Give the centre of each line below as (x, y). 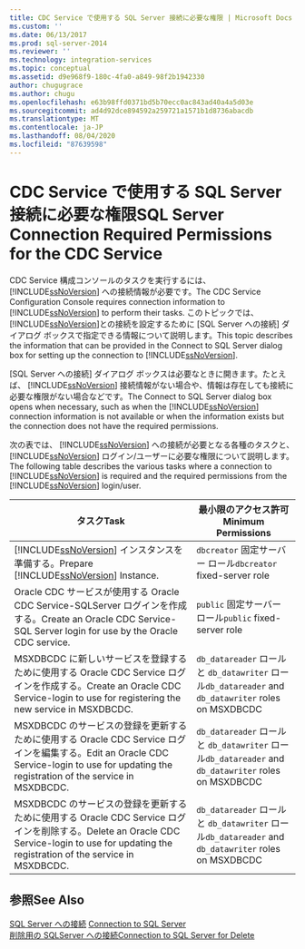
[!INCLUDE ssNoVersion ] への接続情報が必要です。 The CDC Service (135, 291)
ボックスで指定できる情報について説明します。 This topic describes (168, 335)
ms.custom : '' (36, 26)
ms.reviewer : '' (40, 52)
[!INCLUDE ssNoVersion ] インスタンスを (98, 550)
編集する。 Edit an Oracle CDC (105, 752)
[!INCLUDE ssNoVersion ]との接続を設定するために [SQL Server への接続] (144, 324)
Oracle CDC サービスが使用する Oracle (97, 592)
